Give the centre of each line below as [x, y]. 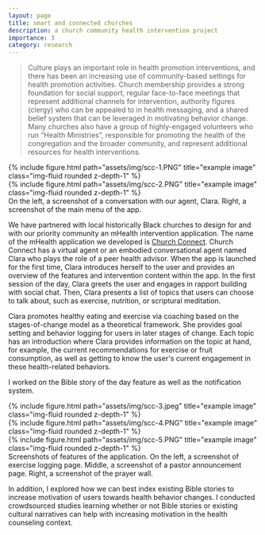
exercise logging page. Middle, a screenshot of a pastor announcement [125, 465]
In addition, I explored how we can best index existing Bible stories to [121, 489]
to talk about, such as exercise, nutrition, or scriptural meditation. [115, 301]
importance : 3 [32, 38]
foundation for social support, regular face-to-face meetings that [134, 93]
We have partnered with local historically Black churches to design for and [130, 225]
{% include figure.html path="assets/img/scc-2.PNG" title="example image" [133, 184]
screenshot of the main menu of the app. [75, 210]
